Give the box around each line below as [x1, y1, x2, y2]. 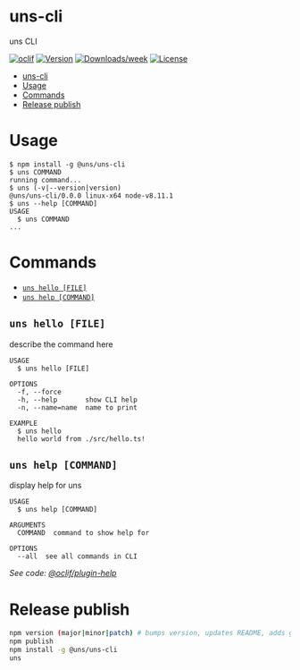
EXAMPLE [9, 419, 38, 428]
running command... [9, 175, 82, 184]
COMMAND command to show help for [17, 529, 150, 538]
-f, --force [17, 387, 62, 396]
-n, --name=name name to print [17, 403, 138, 412]
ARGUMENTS [9, 521, 46, 530]
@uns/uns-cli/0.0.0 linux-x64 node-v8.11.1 [9, 191, 174, 200]
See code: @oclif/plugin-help [9, 568, 117, 579]
